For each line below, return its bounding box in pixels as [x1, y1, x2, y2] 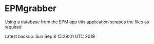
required [4, 24, 22, 29]
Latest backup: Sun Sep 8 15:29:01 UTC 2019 [4, 33, 95, 39]
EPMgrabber [4, 3, 57, 14]
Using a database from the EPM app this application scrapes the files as [4, 19, 149, 25]
